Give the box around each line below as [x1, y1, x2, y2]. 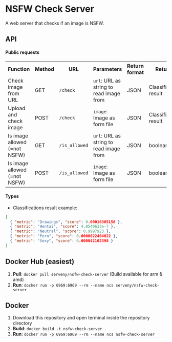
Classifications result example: [12, 205, 78, 211]
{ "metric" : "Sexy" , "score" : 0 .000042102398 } [10, 238, 114, 244]
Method [35, 65, 55, 72]
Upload [8, 105, 26, 112]
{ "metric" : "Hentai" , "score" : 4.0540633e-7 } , [10, 224, 116, 229]
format [127, 69, 144, 76]
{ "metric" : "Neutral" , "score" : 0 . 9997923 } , [10, 229, 111, 234]
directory [12, 320, 32, 326]
